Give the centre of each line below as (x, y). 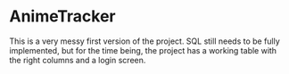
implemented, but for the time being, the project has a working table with (143, 50)
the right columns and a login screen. (78, 60)
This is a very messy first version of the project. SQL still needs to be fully (145, 41)
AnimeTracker (62, 16)
